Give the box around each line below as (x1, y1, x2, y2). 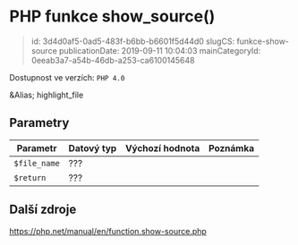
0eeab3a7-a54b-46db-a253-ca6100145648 (30, 55, 195, 65)
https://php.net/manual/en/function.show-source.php (9, 225, 208, 236)
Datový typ (68, 141, 117, 154)
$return (13, 173, 47, 182)
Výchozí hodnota (124, 141, 200, 154)
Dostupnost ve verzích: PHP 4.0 (9, 72, 125, 82)
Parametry (9, 115, 70, 131)
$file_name (13, 158, 60, 168)
